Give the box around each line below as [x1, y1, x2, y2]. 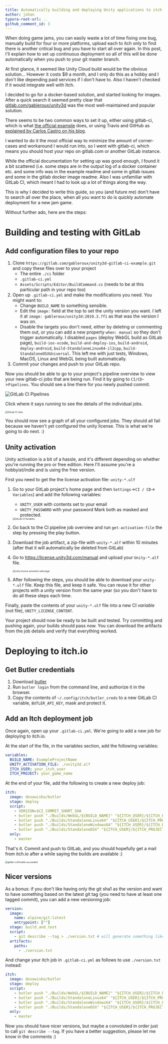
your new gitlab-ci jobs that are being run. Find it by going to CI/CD [5, 376, 142, 382]
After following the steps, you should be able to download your [12, 577, 142, 583]
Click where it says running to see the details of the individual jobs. [5, 401, 143, 407]
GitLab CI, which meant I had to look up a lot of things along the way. [5, 179, 147, 185]
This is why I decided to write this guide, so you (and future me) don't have [5, 189, 160, 195]
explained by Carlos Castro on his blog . [5, 128, 86, 134]
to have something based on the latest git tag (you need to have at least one [5, 891, 162, 897]
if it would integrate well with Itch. [5, 82, 75, 88]
